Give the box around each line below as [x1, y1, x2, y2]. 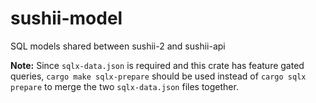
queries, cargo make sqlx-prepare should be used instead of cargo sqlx [10, 70, 307, 82]
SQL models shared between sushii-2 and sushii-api [10, 40, 226, 52]
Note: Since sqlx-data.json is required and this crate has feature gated [10, 59, 305, 71]
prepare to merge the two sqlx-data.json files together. [10, 80, 239, 92]
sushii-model [10, 7, 123, 30]
